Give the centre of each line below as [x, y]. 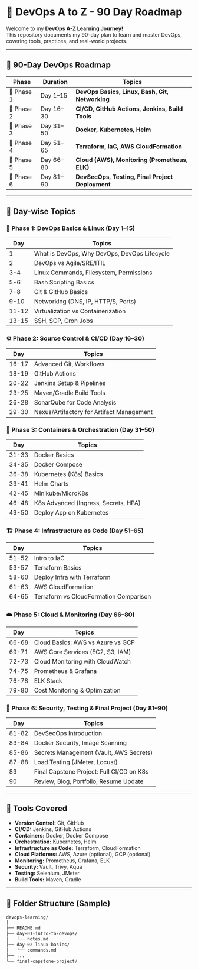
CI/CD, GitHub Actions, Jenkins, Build [129, 109]
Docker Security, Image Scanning [80, 743]
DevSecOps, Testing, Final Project [124, 177]
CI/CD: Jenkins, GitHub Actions [53, 829]
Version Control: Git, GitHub [49, 823]
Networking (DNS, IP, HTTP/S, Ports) [85, 302]
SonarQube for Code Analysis [75, 402]
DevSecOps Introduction [68, 733]
